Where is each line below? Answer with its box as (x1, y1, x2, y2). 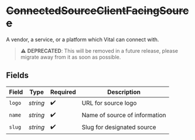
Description (107, 88, 141, 96)
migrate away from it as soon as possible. (20, 53, 121, 60)
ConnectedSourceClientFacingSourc (6, 4, 189, 18)
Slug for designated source (81, 123, 156, 131)
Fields (6, 70, 29, 80)
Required (50, 88, 76, 96)
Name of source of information (81, 111, 166, 119)
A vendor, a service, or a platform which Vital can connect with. (6, 36, 159, 43)
